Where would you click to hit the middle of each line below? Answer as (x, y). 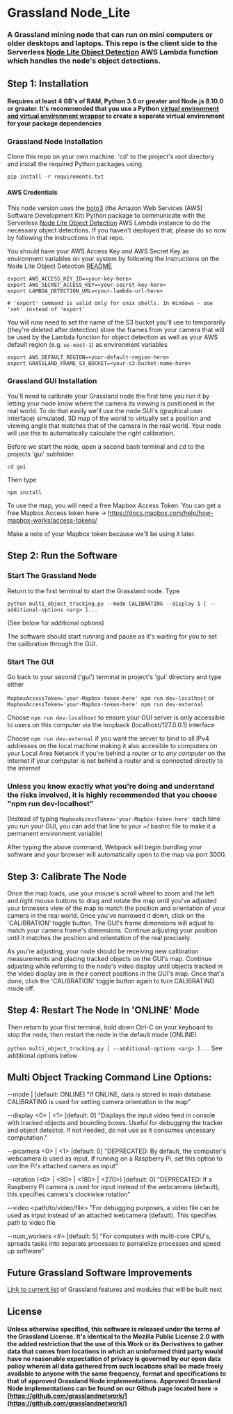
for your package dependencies (55, 124)
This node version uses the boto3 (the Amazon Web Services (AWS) (105, 208)
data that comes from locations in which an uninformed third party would (115, 1351)
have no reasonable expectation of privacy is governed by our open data (114, 1359)
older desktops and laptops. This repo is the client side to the (112, 43)
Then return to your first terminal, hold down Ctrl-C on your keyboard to (110, 1027)
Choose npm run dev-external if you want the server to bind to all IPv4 (109, 738)
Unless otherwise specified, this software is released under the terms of (114, 1329)
